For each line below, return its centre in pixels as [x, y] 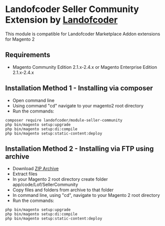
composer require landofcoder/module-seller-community [64, 120]
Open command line [33, 100]
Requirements [28, 55]
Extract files [25, 174]
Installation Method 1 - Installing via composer [79, 88]
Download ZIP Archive [35, 169]
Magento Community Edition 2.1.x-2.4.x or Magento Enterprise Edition [85, 67]
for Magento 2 [20, 39]
